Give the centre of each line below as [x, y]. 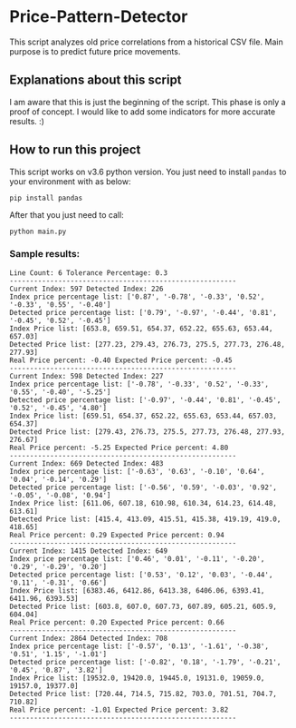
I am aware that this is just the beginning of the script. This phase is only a [148, 102]
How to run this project [75, 150]
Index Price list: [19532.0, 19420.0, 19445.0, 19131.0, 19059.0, [137, 678]
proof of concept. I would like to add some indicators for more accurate [143, 112]
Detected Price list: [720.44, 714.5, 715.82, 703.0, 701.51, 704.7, [143, 694]
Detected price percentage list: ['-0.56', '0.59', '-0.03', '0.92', [143, 487]
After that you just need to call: [67, 214]
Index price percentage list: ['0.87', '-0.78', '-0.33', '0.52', [137, 297]
